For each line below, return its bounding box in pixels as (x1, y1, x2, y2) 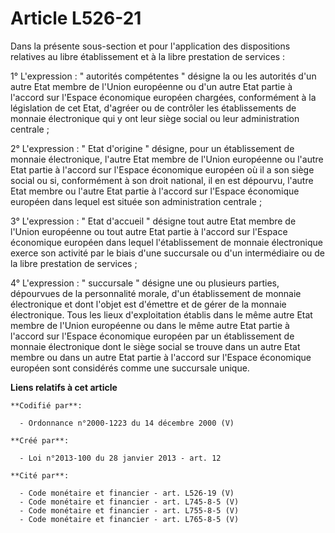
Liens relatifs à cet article (10, 381, 118, 393)
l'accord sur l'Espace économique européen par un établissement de (10, 330, 295, 342)
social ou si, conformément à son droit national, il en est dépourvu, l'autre (10, 174, 314, 186)
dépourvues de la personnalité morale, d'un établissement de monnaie (10, 287, 302, 299)
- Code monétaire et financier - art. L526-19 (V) (19, 488, 235, 498)
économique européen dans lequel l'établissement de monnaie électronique (10, 236, 323, 248)
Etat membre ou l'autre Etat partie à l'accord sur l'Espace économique (10, 185, 300, 197)
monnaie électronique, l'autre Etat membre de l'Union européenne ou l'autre (10, 153, 324, 165)
